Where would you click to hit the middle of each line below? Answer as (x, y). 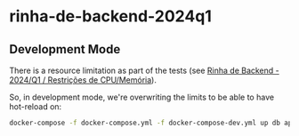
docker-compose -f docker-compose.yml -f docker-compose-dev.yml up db (145, 123)
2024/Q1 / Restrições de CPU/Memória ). (83, 80)
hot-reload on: (36, 107)
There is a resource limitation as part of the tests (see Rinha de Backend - (145, 70)
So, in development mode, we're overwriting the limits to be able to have (141, 97)
